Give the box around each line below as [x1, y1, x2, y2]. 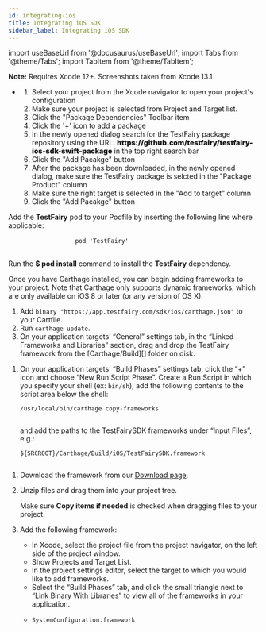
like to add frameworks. [31, 574, 110, 584]
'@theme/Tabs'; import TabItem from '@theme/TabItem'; [8, 56, 194, 66]
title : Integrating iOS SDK [8, 19, 102, 27]
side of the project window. [31, 549, 121, 558]
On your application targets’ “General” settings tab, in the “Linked [19, 332, 234, 341]
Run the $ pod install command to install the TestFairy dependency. [8, 259, 232, 268]
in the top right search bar [114, 146, 199, 156]
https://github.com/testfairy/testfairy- [116, 138, 253, 148]
